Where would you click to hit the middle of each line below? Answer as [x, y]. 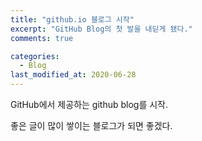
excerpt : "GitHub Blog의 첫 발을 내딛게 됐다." [101, 29]
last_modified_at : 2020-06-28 [73, 75]
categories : [35, 56]
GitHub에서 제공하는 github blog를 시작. [89, 104]
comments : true [42, 38]
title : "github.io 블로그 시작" [72, 19]
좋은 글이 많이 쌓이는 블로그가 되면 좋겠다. [91, 125]
